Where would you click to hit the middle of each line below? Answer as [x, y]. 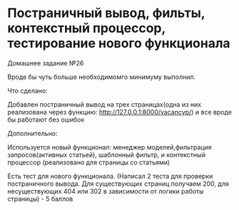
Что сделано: [27, 90]
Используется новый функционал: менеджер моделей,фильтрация [110, 147]
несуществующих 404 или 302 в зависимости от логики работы [106, 191]
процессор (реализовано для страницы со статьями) [89, 162]
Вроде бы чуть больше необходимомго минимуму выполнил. [102, 77]
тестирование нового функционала [119, 43]
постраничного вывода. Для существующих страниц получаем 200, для [118, 184]
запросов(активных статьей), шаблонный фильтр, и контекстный [106, 154]
